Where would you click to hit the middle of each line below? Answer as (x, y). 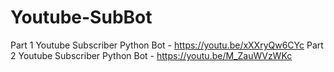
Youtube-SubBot (81, 17)
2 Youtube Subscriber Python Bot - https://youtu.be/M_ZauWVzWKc (151, 55)
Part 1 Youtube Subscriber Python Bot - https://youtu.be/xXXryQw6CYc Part (167, 45)
